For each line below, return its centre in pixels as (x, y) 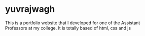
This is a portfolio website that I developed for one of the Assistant (73, 23)
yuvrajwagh (30, 9)
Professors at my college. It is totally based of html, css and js (68, 28)
